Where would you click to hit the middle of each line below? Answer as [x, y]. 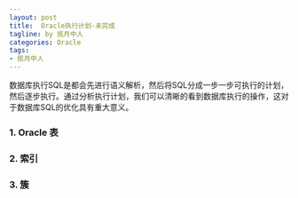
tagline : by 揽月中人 [47, 34]
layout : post [33, 17]
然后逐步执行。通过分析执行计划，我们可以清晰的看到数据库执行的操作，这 [145, 96]
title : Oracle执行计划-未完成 [62, 26]
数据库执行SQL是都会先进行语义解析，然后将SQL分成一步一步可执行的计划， [149, 85]
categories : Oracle [45, 42]
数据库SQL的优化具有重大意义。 [75, 107]
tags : [19, 51]
